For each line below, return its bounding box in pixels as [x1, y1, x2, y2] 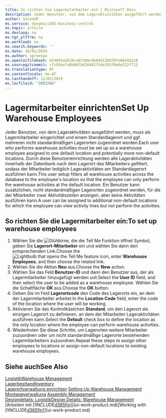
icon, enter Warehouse [99, 253, 147, 260]
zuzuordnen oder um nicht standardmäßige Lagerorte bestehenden [12, 332, 150, 338]
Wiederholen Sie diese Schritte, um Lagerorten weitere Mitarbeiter [12, 327, 148, 333]
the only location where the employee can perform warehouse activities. [12, 322, 160, 328]
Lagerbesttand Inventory [5, 381, 54, 387]
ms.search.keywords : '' [5, 44, 54, 49]
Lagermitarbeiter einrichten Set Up [5, 102, 149, 113]
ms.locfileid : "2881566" [5, 81, 56, 86]
